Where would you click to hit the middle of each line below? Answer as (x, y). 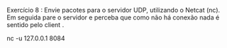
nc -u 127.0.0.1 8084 (36, 38)
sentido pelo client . (35, 25)
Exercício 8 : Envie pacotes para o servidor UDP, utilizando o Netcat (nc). (113, 10)
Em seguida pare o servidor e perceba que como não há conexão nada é (113, 17)
